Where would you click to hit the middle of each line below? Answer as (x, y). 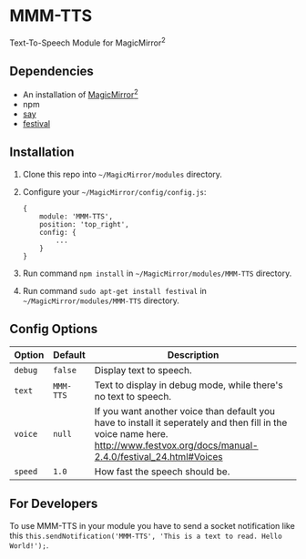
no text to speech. (133, 396)
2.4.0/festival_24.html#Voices (158, 456)
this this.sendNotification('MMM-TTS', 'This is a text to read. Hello (146, 535)
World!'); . (29, 545)
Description (193, 354)
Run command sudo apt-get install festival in (115, 290)
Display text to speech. (143, 370)
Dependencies (51, 71)
